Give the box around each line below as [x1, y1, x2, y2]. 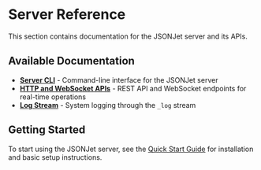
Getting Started [8, 124, 86, 137]
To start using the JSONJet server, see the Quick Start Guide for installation [8, 144, 254, 153]
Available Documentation [8, 54, 136, 68]
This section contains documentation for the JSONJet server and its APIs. [8, 31, 248, 41]
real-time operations [19, 92, 87, 102]
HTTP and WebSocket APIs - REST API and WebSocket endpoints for [19, 83, 247, 93]
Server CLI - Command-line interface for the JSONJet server [19, 75, 218, 84]
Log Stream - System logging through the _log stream [19, 100, 196, 109]
